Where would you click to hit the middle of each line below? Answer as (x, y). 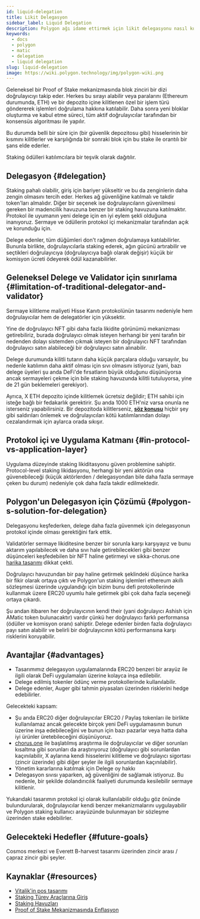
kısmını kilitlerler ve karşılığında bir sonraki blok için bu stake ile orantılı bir (97, 139)
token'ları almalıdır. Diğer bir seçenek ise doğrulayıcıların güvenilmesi (91, 203)
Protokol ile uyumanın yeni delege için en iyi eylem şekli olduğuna (87, 216)
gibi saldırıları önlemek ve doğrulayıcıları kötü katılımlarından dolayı (88, 415)
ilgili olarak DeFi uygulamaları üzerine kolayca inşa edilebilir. (88, 676)
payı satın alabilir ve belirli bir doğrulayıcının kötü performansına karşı (91, 630)
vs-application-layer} (47, 450)
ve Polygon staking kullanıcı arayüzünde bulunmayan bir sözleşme (87, 812)
